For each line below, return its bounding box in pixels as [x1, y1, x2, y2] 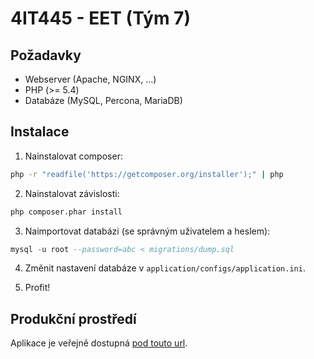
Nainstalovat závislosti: [24, 187, 120, 199]
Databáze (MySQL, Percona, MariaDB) [24, 95, 183, 106]
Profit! [24, 282, 51, 294]
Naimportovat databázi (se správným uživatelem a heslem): [24, 225, 271, 237]
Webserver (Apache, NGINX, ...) [24, 73, 157, 85]
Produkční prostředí [10, 310, 137, 327]
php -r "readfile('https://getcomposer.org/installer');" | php [10, 169, 284, 179]
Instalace [10, 123, 70, 141]
